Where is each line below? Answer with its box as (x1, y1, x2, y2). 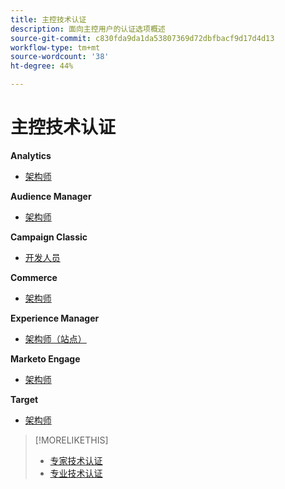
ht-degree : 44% (10, 61, 74, 71)
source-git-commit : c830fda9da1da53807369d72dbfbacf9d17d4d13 (10, 33, 275, 43)
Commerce (10, 271, 58, 283)
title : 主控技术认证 (10, 14, 87, 25)
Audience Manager (10, 190, 92, 202)
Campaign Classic (10, 231, 88, 243)
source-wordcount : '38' (10, 52, 110, 62)
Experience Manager (10, 312, 100, 324)
